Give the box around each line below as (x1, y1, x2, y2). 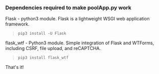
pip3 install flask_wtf (17, 55, 69, 60)
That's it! (5, 64, 24, 70)
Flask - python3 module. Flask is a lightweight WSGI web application (5, 16, 150, 22)
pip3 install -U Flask (17, 31, 66, 36)
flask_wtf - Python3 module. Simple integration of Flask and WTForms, (5, 40, 154, 46)
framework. (5, 21, 30, 27)
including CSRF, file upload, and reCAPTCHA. (5, 45, 101, 52)
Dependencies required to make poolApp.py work (5, 4, 131, 11)
